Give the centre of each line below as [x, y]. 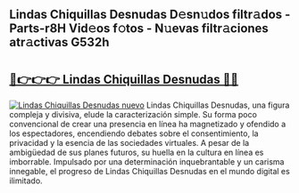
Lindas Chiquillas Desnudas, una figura [218, 105]
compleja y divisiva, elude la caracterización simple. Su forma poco [133, 114]
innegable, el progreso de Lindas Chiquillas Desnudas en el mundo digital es [149, 171]
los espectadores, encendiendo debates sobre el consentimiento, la [134, 133]
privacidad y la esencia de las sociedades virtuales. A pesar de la [129, 143]
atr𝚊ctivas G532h [59, 42]
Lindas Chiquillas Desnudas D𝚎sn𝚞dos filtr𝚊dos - [150, 15]
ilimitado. [26, 181]
